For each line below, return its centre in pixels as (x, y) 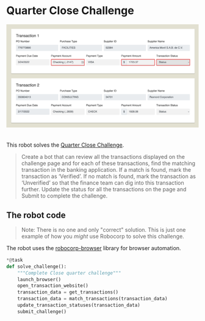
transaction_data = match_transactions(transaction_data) (92, 299)
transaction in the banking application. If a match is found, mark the (106, 170)
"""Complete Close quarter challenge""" (69, 273)
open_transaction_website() (53, 286)
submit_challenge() (42, 312)
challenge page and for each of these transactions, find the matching (108, 163)
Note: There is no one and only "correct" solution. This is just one (103, 229)
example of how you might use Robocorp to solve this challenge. (103, 236)
